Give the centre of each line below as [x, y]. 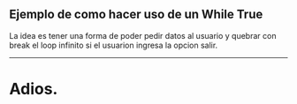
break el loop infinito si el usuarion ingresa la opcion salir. [114, 45]
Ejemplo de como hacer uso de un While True [136, 15]
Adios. [34, 89]
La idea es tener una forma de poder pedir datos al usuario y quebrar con [143, 35]
